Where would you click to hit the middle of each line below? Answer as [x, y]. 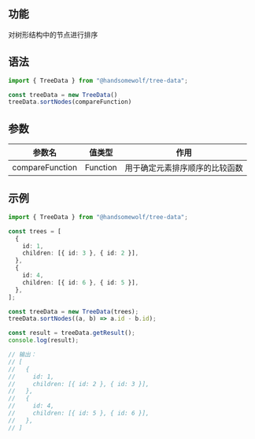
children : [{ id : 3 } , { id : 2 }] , [81, 253]
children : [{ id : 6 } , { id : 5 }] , [81, 282]
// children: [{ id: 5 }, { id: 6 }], [79, 413]
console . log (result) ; [44, 340]
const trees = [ [35, 231]
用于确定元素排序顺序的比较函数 [184, 168]
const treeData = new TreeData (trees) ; [74, 311]
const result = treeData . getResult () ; [72, 333]
